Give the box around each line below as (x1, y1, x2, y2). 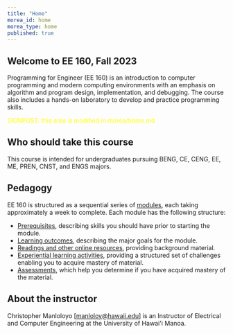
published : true (7, 29, 54, 37)
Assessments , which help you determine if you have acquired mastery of (17, 265, 226, 274)
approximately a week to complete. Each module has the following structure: (7, 208, 226, 216)
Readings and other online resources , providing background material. (17, 243, 216, 252)
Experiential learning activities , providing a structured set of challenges (17, 251, 221, 259)
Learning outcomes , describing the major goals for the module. (17, 236, 198, 245)
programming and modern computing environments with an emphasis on (7, 81, 216, 89)
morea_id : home (7, 17, 51, 24)
